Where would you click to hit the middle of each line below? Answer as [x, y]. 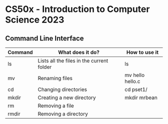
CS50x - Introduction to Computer [77, 9]
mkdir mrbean [141, 97]
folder [45, 67]
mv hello [135, 75]
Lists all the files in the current [73, 61]
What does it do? [79, 52]
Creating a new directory [67, 97]
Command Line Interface [44, 38]
